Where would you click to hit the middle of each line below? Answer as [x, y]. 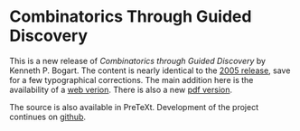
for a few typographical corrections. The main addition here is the [131, 80]
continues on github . [48, 117]
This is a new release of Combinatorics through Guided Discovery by [138, 61]
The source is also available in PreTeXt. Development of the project [134, 107]
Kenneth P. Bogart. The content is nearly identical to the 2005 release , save [150, 70]
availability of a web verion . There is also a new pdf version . [121, 89]
